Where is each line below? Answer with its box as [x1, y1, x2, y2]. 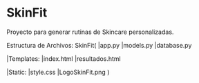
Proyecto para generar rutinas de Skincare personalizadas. [6, 28, 174, 36]
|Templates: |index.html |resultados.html [6, 54, 122, 63]
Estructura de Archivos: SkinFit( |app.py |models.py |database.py [6, 41, 192, 49]
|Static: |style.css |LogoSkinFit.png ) [6, 68, 110, 76]
